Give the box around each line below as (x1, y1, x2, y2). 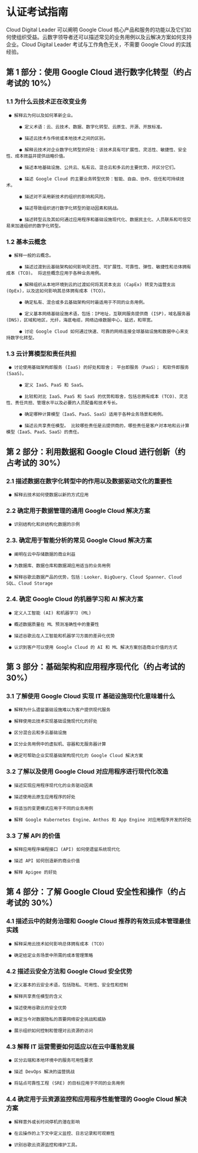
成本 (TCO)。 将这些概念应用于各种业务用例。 (6, 270, 104, 276)
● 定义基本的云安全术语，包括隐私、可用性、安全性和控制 (8, 982, 128, 988)
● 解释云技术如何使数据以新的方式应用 (8, 492, 89, 498)
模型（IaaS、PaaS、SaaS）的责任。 (6, 429, 82, 435)
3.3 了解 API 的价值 (6, 832, 61, 840)
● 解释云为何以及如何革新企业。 (8, 112, 75, 118)
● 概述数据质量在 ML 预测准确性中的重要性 (8, 621, 100, 627)
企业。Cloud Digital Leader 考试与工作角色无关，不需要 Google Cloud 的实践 (6, 41, 192, 48)
